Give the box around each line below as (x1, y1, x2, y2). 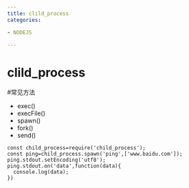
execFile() (16, 109, 46, 118)
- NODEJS (7, 29, 32, 36)
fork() (16, 124, 34, 132)
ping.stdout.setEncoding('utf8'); (7, 156, 107, 164)
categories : (7, 17, 41, 23)
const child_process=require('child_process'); (7, 145, 146, 152)
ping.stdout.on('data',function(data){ (7, 163, 122, 169)
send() (16, 132, 36, 140)
